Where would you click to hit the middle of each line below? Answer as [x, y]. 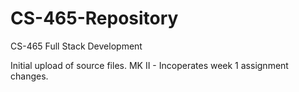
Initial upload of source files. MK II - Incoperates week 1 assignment [149, 65]
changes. [29, 76]
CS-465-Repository [94, 18]
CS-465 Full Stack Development [76, 46]
